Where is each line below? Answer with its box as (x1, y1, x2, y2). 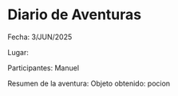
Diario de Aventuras (7, 6, 141, 24)
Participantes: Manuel (7, 62, 80, 73)
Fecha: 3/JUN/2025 (7, 32, 73, 42)
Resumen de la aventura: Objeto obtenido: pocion (7, 78, 171, 88)
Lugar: (7, 47, 29, 57)
